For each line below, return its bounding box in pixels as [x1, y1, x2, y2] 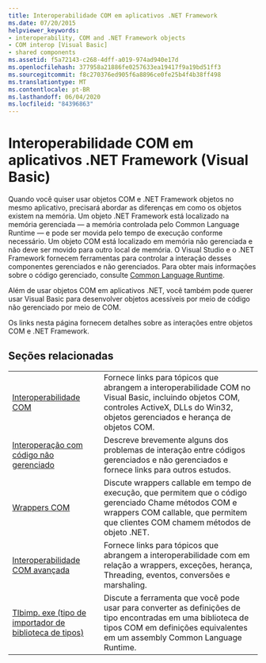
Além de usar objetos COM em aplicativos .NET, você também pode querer [8, 286, 253, 295]
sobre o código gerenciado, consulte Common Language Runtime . [8, 271, 226, 280]
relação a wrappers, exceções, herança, [103, 559, 253, 570]
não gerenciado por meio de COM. [8, 303, 121, 312]
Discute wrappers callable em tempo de [103, 477, 252, 488]
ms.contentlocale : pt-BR [8, 85, 90, 94]
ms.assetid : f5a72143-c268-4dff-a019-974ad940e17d [8, 56, 179, 64]
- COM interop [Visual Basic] [8, 41, 108, 49]
